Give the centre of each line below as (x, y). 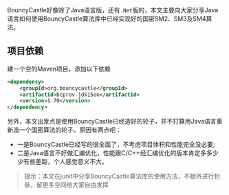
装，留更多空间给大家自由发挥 (66, 185)
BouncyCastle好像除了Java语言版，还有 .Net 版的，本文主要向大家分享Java (113, 10)
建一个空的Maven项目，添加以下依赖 (59, 69)
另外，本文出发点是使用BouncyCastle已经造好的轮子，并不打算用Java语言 (112, 122)
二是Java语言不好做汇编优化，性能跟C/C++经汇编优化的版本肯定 (109, 153)
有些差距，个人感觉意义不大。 (65, 162)
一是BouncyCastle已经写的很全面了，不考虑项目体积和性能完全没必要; (116, 145)
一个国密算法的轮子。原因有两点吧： (70, 130)
